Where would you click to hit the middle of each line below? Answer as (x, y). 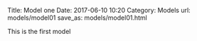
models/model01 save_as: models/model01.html (77, 18)
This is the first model (39, 31)
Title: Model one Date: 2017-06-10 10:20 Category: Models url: (99, 10)
